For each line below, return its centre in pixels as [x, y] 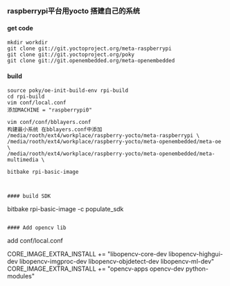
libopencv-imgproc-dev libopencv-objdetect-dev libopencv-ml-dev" [117, 262]
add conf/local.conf [35, 241]
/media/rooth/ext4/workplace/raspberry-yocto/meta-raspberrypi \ [103, 136]
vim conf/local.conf [37, 103]
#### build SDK [29, 196]
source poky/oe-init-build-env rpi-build [68, 91]
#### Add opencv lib [37, 228]
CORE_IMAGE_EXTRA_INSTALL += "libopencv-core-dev [87, 254]
